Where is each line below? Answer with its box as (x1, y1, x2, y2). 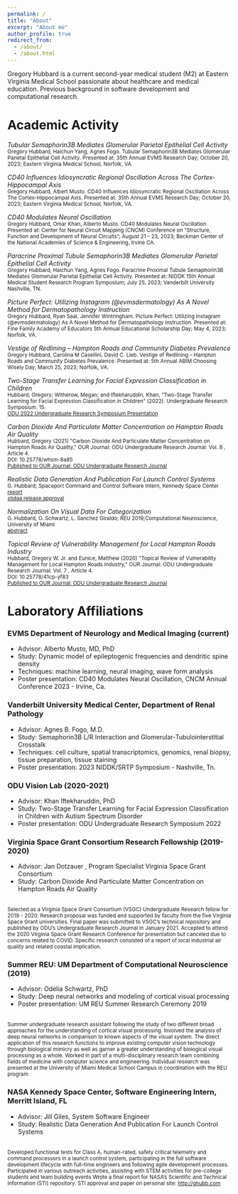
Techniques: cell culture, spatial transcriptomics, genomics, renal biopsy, (17, 747, 232, 756)
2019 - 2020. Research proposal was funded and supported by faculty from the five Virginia (7, 912, 232, 920)
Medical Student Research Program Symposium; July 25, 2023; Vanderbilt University (7, 278, 215, 286)
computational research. (7, 92, 79, 100)
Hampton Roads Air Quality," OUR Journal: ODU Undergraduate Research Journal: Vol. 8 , (7, 443, 226, 451)
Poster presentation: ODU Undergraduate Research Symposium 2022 (17, 819, 222, 827)
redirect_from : (7, 37, 53, 44)
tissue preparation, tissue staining (17, 755, 117, 764)
